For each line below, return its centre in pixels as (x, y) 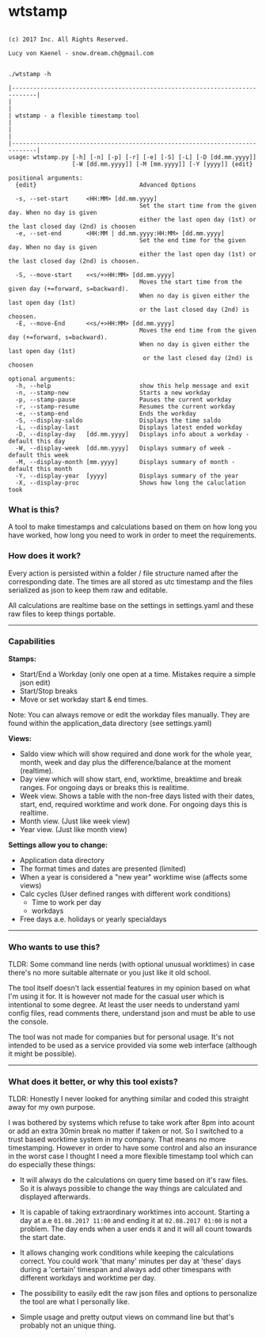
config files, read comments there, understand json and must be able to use (132, 1013)
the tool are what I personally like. (75, 1302)
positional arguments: (46, 178)
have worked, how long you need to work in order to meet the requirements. (132, 535)
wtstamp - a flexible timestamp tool (78, 116)
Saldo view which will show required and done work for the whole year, (136, 754)
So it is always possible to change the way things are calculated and (131, 1188)
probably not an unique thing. (68, 1325)
